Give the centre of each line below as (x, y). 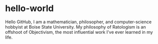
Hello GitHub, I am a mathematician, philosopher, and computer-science (79, 22)
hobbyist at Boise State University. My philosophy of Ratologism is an (76, 27)
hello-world (30, 8)
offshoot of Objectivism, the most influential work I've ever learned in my (79, 32)
